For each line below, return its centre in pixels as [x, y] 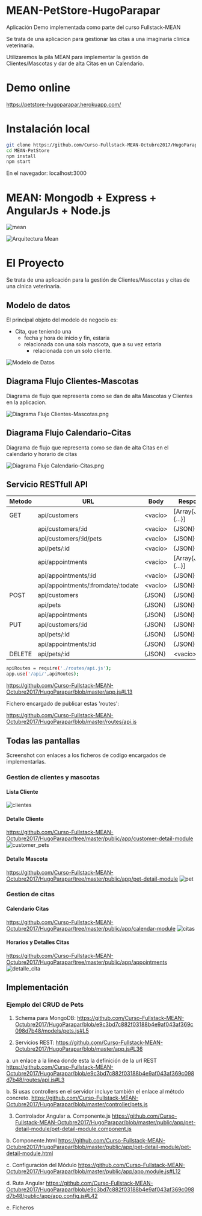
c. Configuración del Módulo [41, 1165]
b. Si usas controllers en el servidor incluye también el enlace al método [95, 1091]
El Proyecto [35, 263]
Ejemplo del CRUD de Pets [45, 1005]
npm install [21, 156]
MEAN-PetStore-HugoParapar [83, 11]
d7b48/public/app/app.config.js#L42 [52, 1195]
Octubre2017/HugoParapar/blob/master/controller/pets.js [77, 1104]
